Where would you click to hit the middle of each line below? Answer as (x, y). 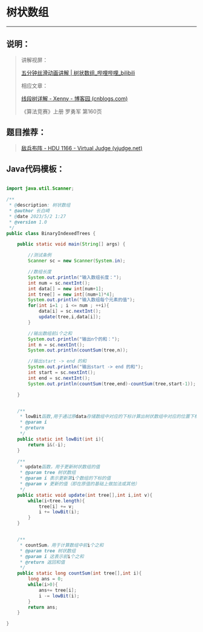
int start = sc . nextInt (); (62, 373)
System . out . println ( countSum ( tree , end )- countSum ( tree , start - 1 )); (112, 384)
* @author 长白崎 (29, 211)
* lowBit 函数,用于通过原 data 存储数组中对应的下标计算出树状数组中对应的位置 (105, 417)
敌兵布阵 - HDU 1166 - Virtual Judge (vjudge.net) (82, 148)
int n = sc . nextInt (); (56, 345)
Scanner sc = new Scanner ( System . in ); (77, 261)
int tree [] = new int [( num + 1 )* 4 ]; (71, 294)
